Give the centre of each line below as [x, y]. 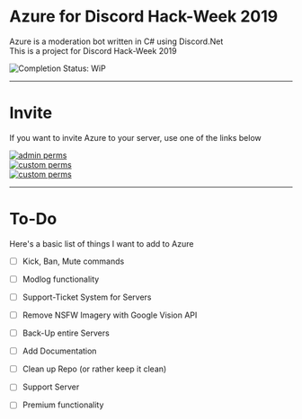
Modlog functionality [61, 279]
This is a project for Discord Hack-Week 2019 [93, 50]
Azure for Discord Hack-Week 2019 [144, 17]
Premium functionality [63, 405]
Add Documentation [59, 351]
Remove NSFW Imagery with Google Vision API [110, 315]
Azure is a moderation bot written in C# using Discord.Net [116, 41]
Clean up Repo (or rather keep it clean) [94, 369]
